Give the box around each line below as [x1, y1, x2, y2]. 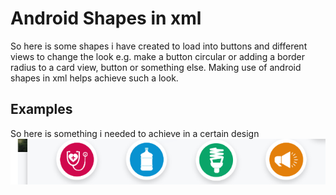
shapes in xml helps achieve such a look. [10, 72, 179, 84]
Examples [10, 101, 73, 118]
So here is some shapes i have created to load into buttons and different [10, 40, 308, 52]
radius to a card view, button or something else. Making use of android [10, 61, 302, 73]
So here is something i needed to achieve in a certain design [10, 127, 260, 139]
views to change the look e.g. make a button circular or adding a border [10, 50, 305, 62]
